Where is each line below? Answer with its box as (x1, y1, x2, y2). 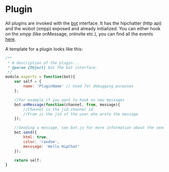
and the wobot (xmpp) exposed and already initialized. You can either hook (5, 25, 161, 31)
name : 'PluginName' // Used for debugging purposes (23, 84, 134, 89)
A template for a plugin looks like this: (5, 46, 83, 52)
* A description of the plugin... (7, 60, 80, 65)
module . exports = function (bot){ (5, 74, 75, 79)
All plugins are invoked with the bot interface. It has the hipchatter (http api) (5, 20, 162, 26)
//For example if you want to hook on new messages (14, 97, 125, 103)
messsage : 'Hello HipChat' (23, 144, 80, 149)
